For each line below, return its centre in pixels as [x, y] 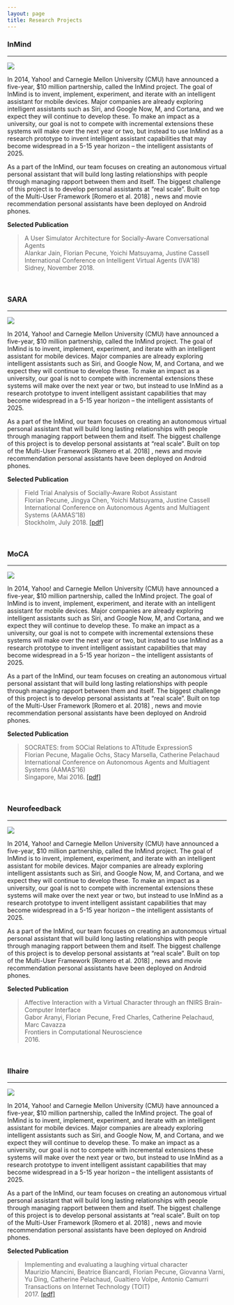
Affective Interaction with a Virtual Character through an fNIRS [114, 1002]
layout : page [26, 14]
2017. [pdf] [40, 1294]
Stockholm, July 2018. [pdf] [64, 522]
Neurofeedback [34, 808]
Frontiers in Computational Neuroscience [83, 1032]
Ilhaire [18, 1071]
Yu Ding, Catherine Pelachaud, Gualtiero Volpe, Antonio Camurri [116, 1279]
